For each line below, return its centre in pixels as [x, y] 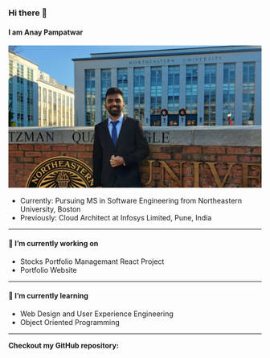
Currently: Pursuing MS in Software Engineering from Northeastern [131, 200]
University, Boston [50, 209]
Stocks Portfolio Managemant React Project [92, 261]
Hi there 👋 [28, 13]
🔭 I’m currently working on [53, 244]
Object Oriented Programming [70, 323]
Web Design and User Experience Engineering [97, 314]
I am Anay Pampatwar [46, 32]
